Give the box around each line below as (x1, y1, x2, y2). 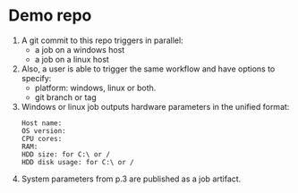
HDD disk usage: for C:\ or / (21, 157, 135, 166)
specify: (21, 72, 52, 83)
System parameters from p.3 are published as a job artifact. (21, 173, 242, 184)
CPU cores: (21, 134, 63, 143)
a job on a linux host (34, 54, 109, 64)
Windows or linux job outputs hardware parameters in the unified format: (21, 101, 290, 112)
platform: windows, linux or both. (34, 82, 157, 93)
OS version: (21, 126, 66, 135)
